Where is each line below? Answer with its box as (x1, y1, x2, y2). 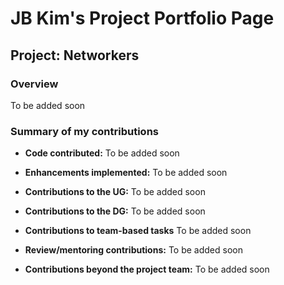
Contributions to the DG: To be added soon (24, 205, 206, 217)
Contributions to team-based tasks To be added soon (24, 225, 252, 237)
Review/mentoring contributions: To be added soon (24, 244, 243, 256)
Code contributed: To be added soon (24, 147, 180, 159)
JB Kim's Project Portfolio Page (10, 7, 275, 30)
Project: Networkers (10, 47, 140, 64)
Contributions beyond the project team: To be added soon (24, 263, 270, 276)
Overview (10, 77, 59, 91)
